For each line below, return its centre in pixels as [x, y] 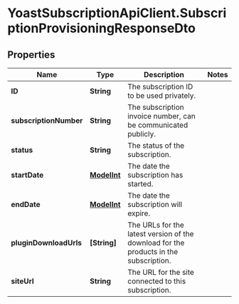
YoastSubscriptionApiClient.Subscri [117, 13]
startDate [27, 175]
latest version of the [161, 234]
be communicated [158, 125]
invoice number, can [161, 116]
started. [140, 184]
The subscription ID [160, 87]
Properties [31, 55]
